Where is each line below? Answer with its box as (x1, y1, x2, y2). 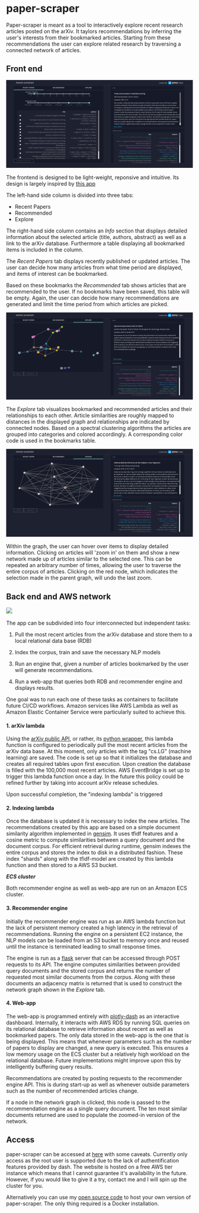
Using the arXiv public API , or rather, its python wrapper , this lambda (6, 735, 174, 743)
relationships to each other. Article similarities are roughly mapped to (6, 412, 175, 419)
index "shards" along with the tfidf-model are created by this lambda (6, 855, 174, 862)
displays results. (14, 684, 55, 692)
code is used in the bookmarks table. (6, 437, 97, 444)
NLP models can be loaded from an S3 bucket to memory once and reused (6, 937, 189, 944)
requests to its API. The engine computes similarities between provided (6, 960, 180, 968)
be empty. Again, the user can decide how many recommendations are (6, 294, 179, 301)
